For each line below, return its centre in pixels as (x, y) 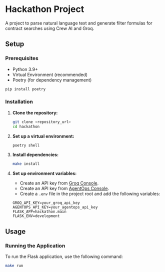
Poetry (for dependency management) (52, 80)
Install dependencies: (35, 155)
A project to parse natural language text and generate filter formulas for (79, 23)
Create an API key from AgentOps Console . (64, 188)
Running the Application (35, 245)
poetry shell (26, 145)
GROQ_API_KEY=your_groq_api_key (46, 203)
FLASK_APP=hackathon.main (39, 212)
